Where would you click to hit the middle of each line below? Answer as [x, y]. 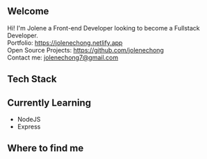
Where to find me [45, 148]
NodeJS [29, 120]
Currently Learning [49, 103]
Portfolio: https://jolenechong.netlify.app [65, 43]
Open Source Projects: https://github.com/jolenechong [86, 50]
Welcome [28, 11]
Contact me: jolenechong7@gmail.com [63, 57]
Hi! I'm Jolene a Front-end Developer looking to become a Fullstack [104, 28]
